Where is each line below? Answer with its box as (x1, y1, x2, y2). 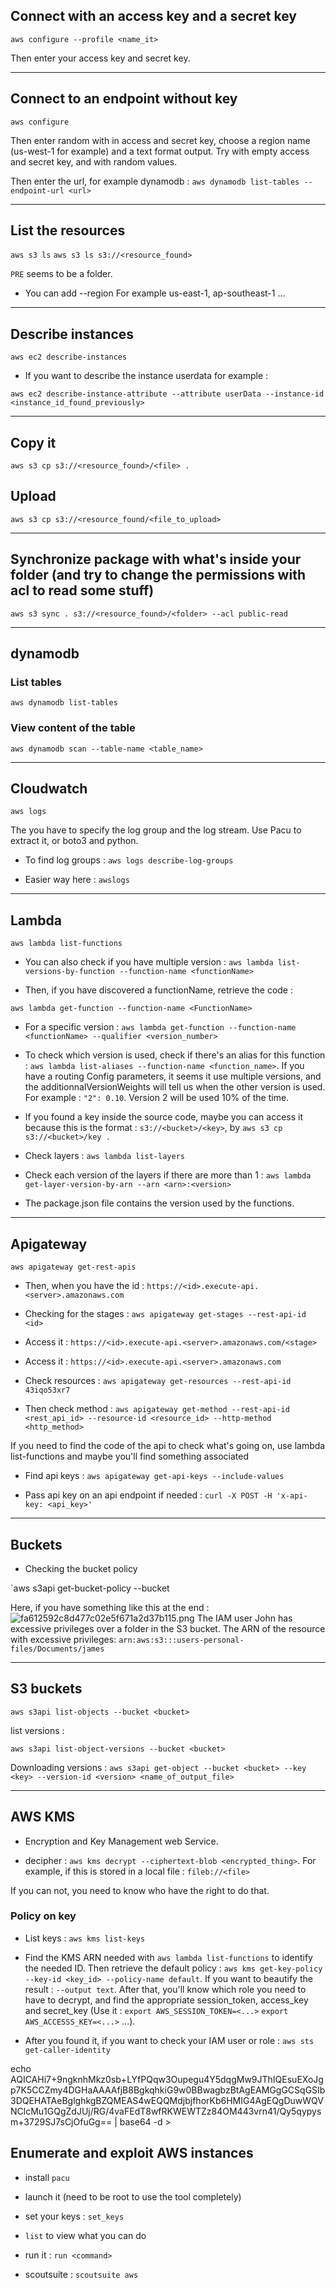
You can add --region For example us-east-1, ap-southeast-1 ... (24, 287, 286, 299)
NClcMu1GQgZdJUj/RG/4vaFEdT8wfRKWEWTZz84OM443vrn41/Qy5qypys (10, 2105, 322, 2117)
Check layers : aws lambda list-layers (24, 1150, 185, 1162)
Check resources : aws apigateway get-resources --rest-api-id (24, 1375, 292, 1387)
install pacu (24, 2171, 70, 2183)
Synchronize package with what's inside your (10, 551, 302, 568)
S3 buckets (10, 1680, 83, 1698)
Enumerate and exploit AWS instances (10, 2145, 254, 2162)
